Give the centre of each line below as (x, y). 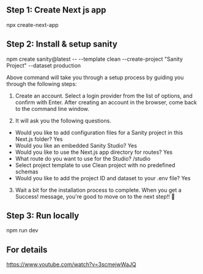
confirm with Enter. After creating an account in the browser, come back (106, 102)
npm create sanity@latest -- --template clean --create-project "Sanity (95, 59)
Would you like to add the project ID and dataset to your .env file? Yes (103, 178)
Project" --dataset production (44, 65)
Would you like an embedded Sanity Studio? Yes (76, 145)
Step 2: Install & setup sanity (62, 44)
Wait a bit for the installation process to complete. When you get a (98, 190)
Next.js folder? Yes (39, 139)
